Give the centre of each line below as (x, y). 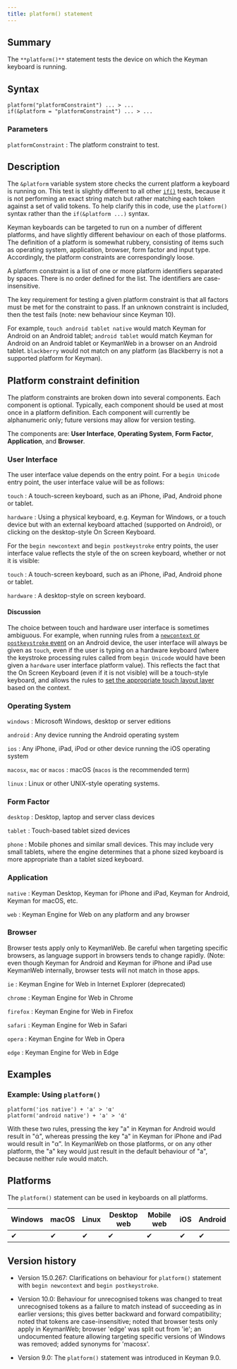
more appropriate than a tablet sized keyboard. (75, 860)
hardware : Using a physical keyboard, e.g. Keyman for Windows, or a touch (117, 517)
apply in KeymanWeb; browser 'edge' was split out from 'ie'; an (109, 1329)
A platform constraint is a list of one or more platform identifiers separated (115, 271)
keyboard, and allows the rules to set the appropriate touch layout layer (111, 680)
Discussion (24, 612)
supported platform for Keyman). (55, 358)
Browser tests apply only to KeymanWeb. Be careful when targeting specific (117, 948)
